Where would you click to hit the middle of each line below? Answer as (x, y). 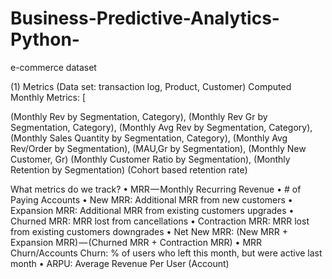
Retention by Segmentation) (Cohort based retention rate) (129, 169)
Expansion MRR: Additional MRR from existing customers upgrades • (152, 210)
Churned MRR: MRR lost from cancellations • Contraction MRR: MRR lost (160, 221)
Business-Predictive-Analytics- (145, 18)
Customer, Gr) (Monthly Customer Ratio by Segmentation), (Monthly (150, 159)
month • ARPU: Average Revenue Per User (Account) (120, 263)
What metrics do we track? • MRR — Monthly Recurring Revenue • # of (156, 189)
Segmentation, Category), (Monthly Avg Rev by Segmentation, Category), (161, 127)
